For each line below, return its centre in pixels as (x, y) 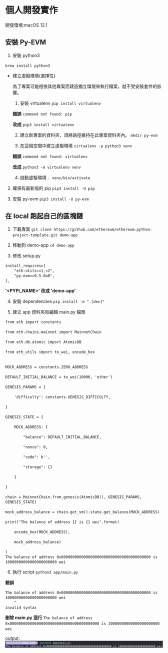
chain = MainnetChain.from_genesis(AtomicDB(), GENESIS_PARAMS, (73, 497)
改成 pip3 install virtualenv (43, 124)
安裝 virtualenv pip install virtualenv (60, 103)
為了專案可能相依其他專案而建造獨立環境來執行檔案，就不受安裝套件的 (85, 86)
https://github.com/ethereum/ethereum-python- (103, 229)
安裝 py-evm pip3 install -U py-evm (50, 198)
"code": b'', (37, 457)
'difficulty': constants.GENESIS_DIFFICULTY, (62, 397)
